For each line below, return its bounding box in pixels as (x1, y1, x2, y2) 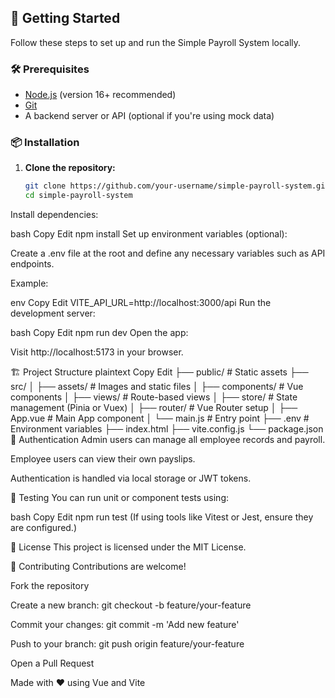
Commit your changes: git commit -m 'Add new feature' (10, 619, 240, 631)
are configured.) (10, 522, 78, 534)
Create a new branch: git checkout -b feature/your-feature (10, 599, 252, 611)
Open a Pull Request (10, 657, 95, 670)
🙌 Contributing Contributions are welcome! (10, 561, 187, 573)
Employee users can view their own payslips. (10, 453, 196, 465)
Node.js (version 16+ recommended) (24, 89, 177, 101)
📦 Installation (10, 136, 80, 150)
